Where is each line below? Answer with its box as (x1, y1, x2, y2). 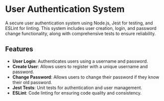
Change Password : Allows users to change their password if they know (12, 74, 160, 80)
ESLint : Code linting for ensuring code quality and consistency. (12, 90, 142, 96)
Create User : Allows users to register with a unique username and (12, 63, 148, 69)
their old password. (12, 79, 52, 85)
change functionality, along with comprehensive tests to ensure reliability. (5, 30, 156, 36)
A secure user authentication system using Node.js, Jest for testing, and (5, 20, 153, 26)
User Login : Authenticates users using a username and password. (12, 58, 148, 64)
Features (5, 45, 33, 53)
